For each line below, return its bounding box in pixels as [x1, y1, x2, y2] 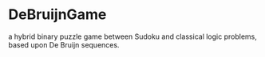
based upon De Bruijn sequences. [8, 40, 120, 49]
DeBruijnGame [8, 6, 107, 24]
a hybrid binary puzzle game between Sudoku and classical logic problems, [8, 32, 257, 41]
